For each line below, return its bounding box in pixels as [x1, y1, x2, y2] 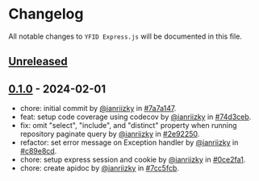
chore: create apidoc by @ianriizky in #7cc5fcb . [19, 163, 180, 173]
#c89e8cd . [19, 146, 57, 156]
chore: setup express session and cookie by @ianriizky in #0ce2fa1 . [19, 154, 246, 165]
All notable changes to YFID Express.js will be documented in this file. [8, 31, 242, 41]
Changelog [8, 5, 84, 23]
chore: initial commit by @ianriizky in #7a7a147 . [19, 104, 177, 113]
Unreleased [8, 55, 69, 68]
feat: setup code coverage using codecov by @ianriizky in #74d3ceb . [19, 112, 252, 121]
